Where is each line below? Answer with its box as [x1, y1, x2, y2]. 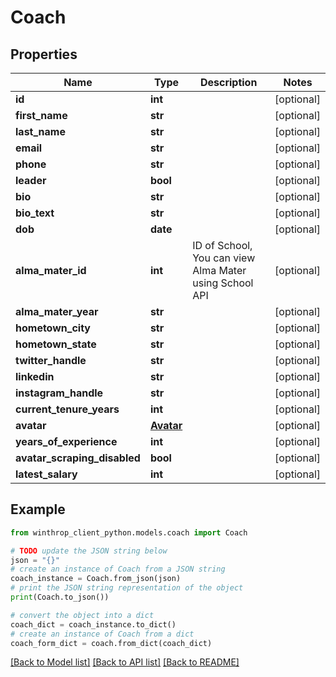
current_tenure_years [15, 402, 120, 416]
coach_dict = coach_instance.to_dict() [10, 619, 177, 630]
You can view [192, 251, 256, 265]
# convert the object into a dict [10, 610, 155, 620]
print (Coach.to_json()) [10, 592, 110, 603]
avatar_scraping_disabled [15, 451, 141, 465]
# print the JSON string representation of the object [10, 583, 244, 593]
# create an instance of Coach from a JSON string [10, 564, 226, 575]
